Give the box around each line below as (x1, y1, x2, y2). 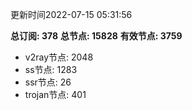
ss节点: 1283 (24, 64, 78, 75)
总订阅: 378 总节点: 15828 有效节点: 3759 (10, 30, 183, 42)
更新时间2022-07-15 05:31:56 (10, 9, 133, 20)
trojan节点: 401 (24, 89, 87, 100)
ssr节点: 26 (24, 76, 72, 88)
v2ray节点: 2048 (24, 51, 94, 63)
